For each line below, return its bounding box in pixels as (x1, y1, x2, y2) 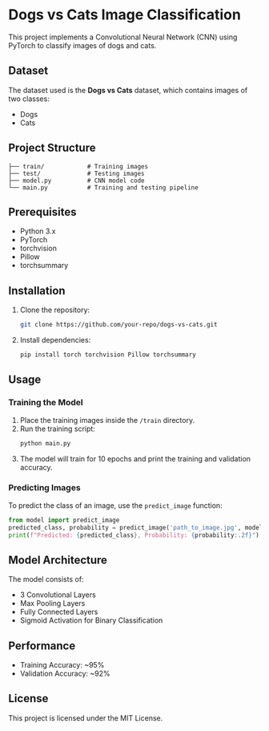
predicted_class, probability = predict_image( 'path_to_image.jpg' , (8, 523, 242, 531)
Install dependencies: (19, 335, 91, 345)
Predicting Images (8, 482, 82, 493)
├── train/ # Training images (8, 162, 149, 170)
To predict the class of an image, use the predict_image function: (8, 500, 223, 510)
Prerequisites (8, 205, 77, 218)
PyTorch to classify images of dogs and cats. (8, 40, 157, 50)
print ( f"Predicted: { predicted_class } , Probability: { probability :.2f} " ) (8, 531, 260, 539)
